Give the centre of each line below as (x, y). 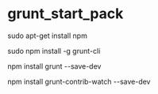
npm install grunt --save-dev (54, 66)
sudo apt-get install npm (48, 36)
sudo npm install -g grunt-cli (54, 51)
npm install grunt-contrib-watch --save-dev (79, 81)
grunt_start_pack (66, 14)
